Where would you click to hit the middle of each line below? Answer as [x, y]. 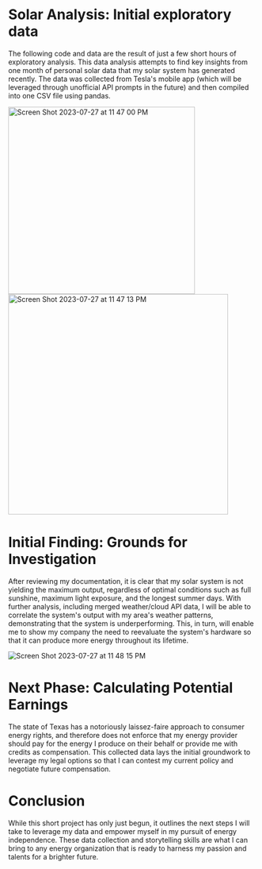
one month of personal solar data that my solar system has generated [122, 70]
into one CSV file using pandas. [59, 95]
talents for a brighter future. [53, 856]
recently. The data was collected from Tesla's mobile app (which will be [125, 79]
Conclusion [47, 801]
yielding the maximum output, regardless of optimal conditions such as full [130, 589]
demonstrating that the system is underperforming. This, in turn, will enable [131, 623]
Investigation [52, 560]
